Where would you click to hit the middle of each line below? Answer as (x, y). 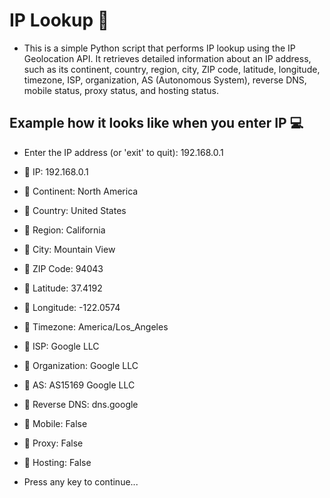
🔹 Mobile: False (55, 423)
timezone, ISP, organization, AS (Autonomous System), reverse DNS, (165, 80)
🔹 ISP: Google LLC (61, 346)
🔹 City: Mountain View (69, 249)
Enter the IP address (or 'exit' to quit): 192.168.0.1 (123, 152)
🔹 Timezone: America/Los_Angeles (96, 326)
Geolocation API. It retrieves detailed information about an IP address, (167, 58)
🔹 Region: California (64, 230)
